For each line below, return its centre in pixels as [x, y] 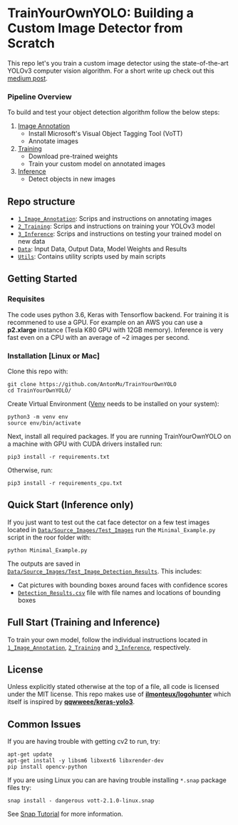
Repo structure [41, 201]
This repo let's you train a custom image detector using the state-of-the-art [118, 63]
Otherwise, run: [30, 470]
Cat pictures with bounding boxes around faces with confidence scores [123, 585]
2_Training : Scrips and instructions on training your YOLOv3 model [116, 227]
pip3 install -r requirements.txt [59, 457]
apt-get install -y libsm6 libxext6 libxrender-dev [86, 761]
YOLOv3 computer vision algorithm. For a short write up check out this [111, 71]
